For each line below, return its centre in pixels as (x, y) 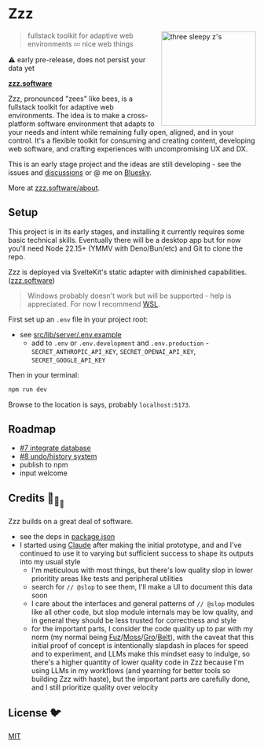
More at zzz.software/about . (54, 188)
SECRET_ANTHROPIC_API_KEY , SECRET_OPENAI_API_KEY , (114, 351)
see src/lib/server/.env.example (70, 334)
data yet (22, 68)
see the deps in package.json (67, 536)
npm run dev (27, 389)
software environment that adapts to (95, 124)
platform (22, 124)
